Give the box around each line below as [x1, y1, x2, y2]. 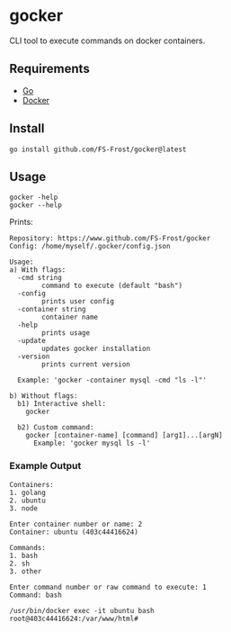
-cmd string [17, 274, 63, 283]
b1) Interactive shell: [17, 400, 106, 409]
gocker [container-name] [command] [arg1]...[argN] [25, 431, 223, 440]
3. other [9, 566, 42, 576]
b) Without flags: [9, 392, 78, 401]
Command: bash [9, 591, 63, 600]
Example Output [9, 460, 82, 473]
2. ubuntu [9, 496, 47, 505]
